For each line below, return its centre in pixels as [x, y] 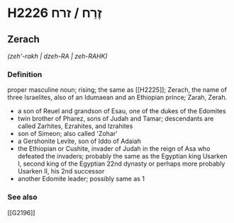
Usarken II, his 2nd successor [61, 171]
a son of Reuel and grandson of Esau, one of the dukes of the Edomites [122, 111]
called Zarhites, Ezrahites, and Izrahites [75, 126]
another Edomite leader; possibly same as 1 [81, 179]
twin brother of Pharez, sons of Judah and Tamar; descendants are [116, 119]
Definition [25, 74]
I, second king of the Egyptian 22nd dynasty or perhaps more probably [121, 164]
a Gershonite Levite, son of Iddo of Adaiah [79, 141]
